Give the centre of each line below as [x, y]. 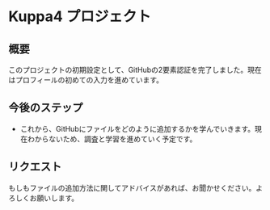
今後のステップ [46, 108]
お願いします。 [54, 198]
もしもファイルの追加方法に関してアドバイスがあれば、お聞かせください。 [132, 187]
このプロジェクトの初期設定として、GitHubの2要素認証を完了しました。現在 [135, 70]
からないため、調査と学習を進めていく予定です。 [116, 139]
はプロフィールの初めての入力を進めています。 [86, 80]
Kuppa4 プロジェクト [80, 17]
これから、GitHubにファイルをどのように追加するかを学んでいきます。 [137, 128]
